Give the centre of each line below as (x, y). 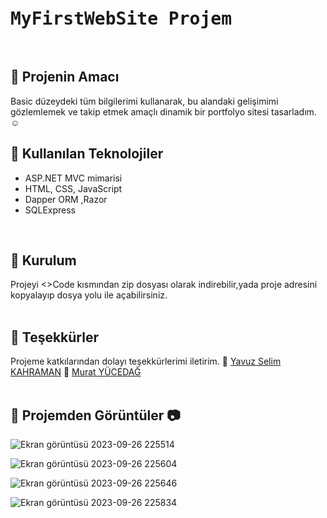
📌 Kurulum (43, 260)
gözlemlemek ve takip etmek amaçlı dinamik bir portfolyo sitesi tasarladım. (163, 111)
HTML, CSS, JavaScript (73, 188)
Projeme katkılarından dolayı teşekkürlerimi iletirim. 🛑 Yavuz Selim (146, 361)
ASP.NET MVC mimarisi (73, 178)
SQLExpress (50, 210)
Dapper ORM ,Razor (66, 199)
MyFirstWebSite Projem (121, 19)
